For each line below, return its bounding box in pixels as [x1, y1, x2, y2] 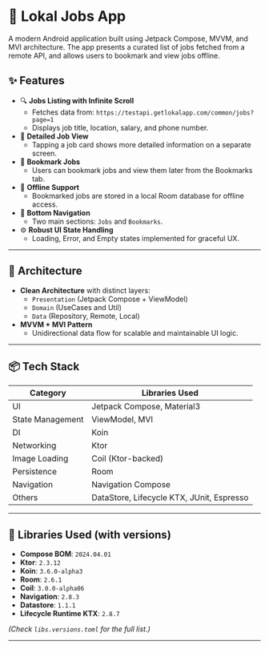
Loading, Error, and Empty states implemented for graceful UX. [31, 233, 240, 243]
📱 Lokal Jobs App [8, 7, 126, 26]
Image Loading [12, 453, 69, 464]
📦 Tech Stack [8, 360, 80, 373]
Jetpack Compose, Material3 [91, 401, 201, 412]
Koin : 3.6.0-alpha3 [19, 566, 83, 576]
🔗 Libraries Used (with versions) [8, 528, 172, 542]
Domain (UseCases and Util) [31, 302, 122, 312]
